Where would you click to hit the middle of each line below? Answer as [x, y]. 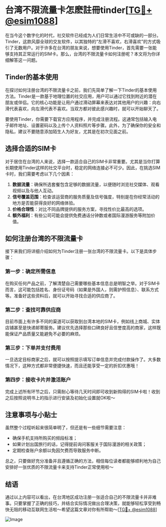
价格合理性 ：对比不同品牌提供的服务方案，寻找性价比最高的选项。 [79, 209]
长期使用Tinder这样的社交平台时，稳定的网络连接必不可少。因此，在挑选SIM [83, 168]
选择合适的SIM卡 [31, 149]
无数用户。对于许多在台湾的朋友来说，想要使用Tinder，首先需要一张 [83, 48]
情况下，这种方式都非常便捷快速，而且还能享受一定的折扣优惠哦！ [72, 366]
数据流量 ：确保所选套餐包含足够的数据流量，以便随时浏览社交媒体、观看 [86, 184]
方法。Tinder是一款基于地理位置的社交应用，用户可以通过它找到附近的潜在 [81, 96]
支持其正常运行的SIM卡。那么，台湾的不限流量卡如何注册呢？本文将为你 [83, 54]
